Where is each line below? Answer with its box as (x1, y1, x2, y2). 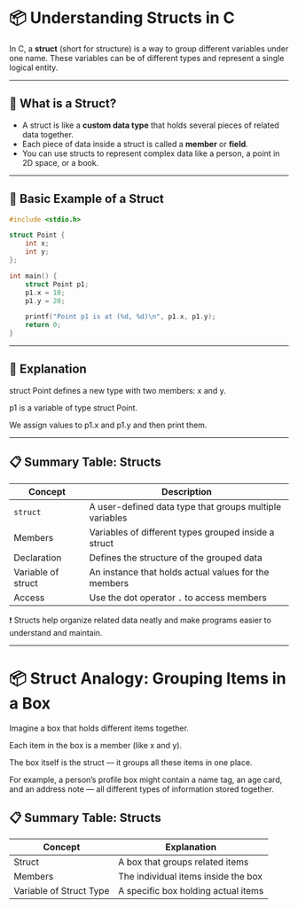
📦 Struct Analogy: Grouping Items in (9, 668, 286, 688)
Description (161, 485, 213, 497)
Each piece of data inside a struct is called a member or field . (21, 138, 248, 149)
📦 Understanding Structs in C (9, 8, 235, 28)
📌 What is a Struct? (9, 96, 117, 112)
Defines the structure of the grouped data (89, 552, 263, 564)
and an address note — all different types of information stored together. (9, 783, 275, 794)
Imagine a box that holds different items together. (9, 723, 189, 733)
